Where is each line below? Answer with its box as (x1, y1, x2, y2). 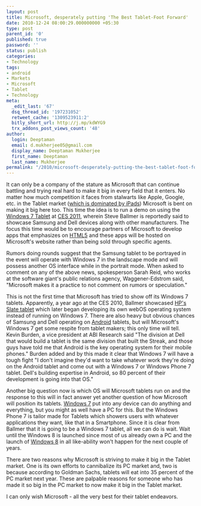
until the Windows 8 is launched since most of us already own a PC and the (6, 432, 192, 439)
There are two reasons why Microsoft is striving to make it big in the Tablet (6, 456, 190, 464)
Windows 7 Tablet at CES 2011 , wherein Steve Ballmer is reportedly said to (6, 213, 189, 220)
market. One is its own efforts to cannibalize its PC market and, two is (6, 462, 178, 470)
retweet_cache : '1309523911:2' (11, 114, 90, 120)
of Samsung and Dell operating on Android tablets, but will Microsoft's (6, 318, 179, 326)
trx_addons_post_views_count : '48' (11, 126, 100, 132)
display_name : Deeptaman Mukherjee (11, 148, 100, 154)
